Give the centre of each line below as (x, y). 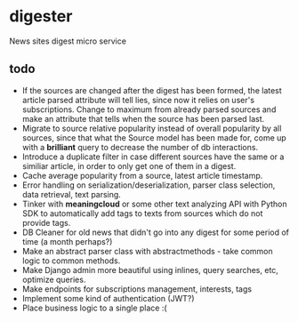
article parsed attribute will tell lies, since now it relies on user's (138, 100)
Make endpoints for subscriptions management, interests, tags (137, 289)
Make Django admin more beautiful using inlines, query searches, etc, (150, 270)
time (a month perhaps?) (67, 241)
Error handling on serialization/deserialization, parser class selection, (149, 185)
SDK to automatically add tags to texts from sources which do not (142, 213)
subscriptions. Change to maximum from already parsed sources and (149, 109)
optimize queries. (54, 279)
